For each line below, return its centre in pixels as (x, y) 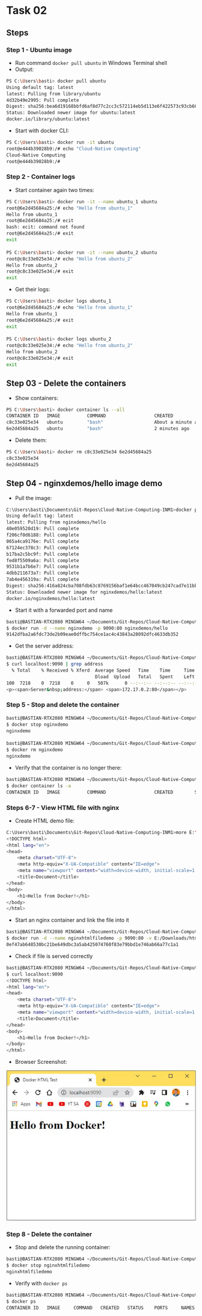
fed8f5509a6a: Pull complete (43, 560)
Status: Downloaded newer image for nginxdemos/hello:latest (84, 592)
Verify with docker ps (41, 1284)
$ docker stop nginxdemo (37, 724)
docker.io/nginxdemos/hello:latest (51, 598)
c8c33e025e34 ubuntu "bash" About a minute (99, 422)
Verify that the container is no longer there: (68, 767)
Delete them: (31, 440)
